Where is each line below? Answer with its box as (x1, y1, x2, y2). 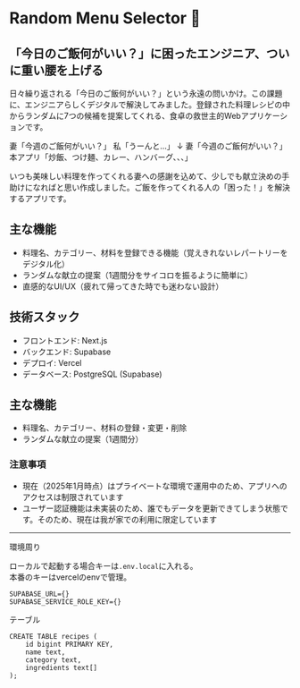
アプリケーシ (240, 111, 288, 121)
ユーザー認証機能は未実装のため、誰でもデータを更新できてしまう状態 (21, 503, 281, 514)
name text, (25, 648, 66, 657)
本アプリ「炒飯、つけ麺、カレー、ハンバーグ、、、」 (9, 152, 193, 162)
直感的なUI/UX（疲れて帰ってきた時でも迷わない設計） (21, 281, 224, 292)
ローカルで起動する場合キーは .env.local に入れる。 (9, 560, 198, 571)
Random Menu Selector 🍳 (9, 8, 201, 29)
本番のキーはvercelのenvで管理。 (9, 572, 132, 582)
